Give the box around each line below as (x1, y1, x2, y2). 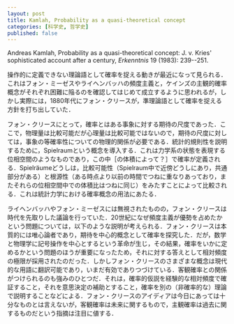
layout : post (7, 10, 45, 17)
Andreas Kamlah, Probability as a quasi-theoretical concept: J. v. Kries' (7, 49, 212, 57)
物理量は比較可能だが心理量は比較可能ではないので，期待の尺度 (25, 129, 209, 137)
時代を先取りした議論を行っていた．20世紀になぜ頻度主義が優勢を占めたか (7, 213, 223, 222)
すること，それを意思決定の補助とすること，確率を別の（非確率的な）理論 (13, 283, 227, 291)
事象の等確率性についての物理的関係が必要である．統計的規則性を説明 (25, 137, 228, 146)
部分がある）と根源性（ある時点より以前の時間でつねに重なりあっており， (7, 172, 221, 181)
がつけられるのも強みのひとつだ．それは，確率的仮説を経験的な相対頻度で (7, 275, 221, 283)
